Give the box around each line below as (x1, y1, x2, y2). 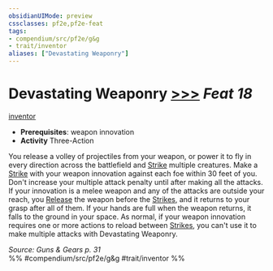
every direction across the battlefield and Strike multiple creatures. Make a (8, 160, 258, 170)
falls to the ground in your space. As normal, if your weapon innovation (8, 212, 246, 222)
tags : (8, 27, 27, 35)
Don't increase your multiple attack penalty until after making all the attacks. (8, 177, 263, 187)
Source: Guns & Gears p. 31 (8, 244, 102, 254)
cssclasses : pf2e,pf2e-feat (8, 19, 104, 28)
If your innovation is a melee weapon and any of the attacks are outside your (8, 186, 265, 196)
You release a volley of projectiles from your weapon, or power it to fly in (8, 151, 252, 161)
